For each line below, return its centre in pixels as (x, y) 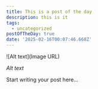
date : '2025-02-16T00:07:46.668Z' (49, 39)
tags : (13, 23)
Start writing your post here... (42, 79)
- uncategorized (32, 28)
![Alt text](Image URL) (33, 56)
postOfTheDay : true (30, 34)
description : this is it (37, 17)
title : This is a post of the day (49, 12)
